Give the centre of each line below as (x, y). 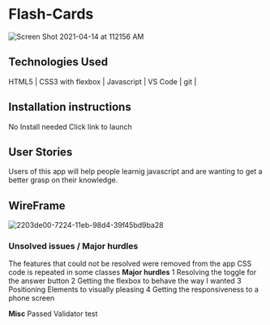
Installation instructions (70, 107)
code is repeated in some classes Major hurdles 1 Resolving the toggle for (133, 272)
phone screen (32, 298)
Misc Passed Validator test (53, 314)
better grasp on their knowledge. (63, 180)
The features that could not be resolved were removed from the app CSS (130, 263)
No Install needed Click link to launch (70, 126)
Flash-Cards (51, 14)
